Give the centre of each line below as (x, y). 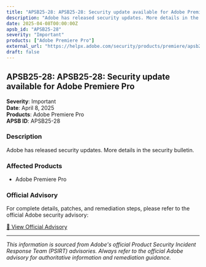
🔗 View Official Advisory (37, 227)
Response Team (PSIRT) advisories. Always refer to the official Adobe (95, 251)
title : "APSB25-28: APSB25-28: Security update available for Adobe (96, 12)
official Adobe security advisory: (48, 215)
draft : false (23, 52)
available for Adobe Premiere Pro (71, 87)
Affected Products (34, 166)
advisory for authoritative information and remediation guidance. (89, 258)
